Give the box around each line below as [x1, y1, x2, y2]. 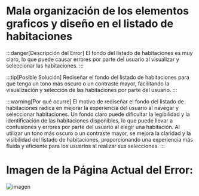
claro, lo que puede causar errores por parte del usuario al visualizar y [6, 56, 179, 63]
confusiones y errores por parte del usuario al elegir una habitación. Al [6, 123, 180, 130]
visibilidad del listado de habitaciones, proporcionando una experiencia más [6, 136, 193, 143]
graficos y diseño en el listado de [6, 17, 174, 30]
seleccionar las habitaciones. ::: [6, 62, 84, 69]
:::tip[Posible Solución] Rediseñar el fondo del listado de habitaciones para [6, 73, 189, 81]
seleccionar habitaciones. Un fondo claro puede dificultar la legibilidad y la [6, 111, 190, 118]
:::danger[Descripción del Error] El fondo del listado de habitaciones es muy [6, 49, 193, 56]
